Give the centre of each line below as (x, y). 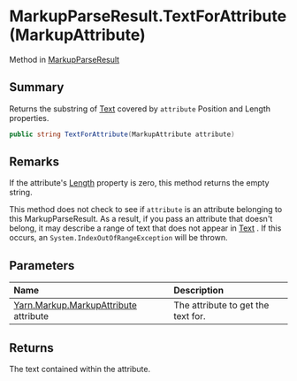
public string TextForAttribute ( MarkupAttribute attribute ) (122, 134)
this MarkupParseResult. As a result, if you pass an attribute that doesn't (141, 219)
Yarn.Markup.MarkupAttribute (75, 305)
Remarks (34, 162)
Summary (37, 87)
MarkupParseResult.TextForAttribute (148, 16)
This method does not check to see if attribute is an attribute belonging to (146, 210)
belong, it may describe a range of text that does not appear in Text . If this (145, 228)
